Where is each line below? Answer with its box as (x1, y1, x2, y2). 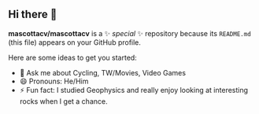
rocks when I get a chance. (19, 96, 108, 106)
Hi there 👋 (8, 8, 57, 21)
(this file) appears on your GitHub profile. (8, 37, 142, 47)
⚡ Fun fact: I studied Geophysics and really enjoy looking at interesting (19, 85, 249, 94)
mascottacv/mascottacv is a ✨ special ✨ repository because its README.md (8, 28, 252, 38)
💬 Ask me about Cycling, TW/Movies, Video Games (19, 68, 187, 77)
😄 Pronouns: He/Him (19, 76, 89, 86)
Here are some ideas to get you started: (8, 53, 138, 62)
